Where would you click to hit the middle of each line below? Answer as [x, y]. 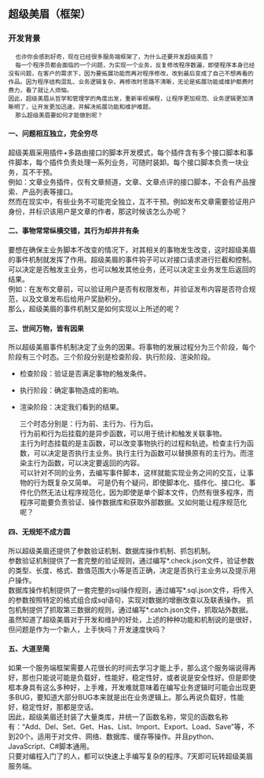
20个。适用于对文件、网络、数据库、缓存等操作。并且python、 [116, 736]
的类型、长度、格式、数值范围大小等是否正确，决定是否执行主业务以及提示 [128, 570]
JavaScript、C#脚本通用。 [51, 746]
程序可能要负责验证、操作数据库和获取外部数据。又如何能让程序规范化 [133, 502]
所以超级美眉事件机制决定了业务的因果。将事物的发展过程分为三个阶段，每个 [132, 347]
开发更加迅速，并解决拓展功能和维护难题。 [96, 107]
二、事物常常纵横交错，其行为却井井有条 [73, 231]
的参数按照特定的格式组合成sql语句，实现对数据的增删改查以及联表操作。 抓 [131, 600]
